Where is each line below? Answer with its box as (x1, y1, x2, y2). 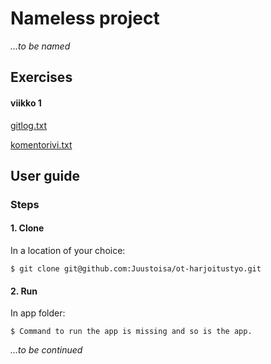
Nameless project (10, 7, 160, 30)
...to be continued (10, 344, 83, 356)
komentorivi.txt (10, 138, 73, 151)
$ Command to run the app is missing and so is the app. (10, 327, 253, 337)
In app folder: (10, 307, 66, 319)
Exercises (10, 69, 73, 86)
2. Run (10, 285, 38, 297)
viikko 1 (10, 97, 42, 109)
